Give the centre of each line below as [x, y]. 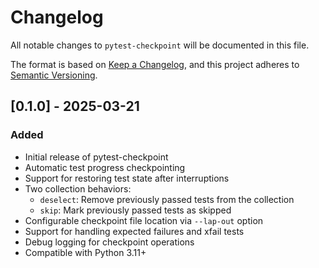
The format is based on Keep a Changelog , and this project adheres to [155, 64]
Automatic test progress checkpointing [105, 167]
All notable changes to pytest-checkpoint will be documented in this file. [160, 45]
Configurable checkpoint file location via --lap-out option [144, 220]
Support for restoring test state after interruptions [127, 178]
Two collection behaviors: [78, 188]
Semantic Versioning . [54, 75]
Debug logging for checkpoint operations [109, 242]
